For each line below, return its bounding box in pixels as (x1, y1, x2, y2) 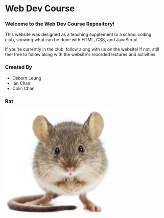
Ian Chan (12, 80, 31, 86)
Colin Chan (12, 85, 35, 91)
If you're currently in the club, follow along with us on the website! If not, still (5, 46, 159, 52)
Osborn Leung (12, 75, 42, 81)
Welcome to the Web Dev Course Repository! (5, 21, 115, 27)
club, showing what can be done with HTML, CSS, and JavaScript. (5, 37, 139, 43)
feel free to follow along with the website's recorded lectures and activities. (5, 52, 157, 57)
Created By (5, 64, 33, 71)
